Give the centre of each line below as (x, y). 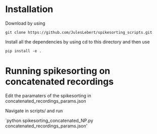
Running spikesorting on (58, 71)
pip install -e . (23, 51)
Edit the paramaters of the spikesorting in (48, 95)
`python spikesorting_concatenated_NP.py (49, 120)
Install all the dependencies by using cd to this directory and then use (77, 42)
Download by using (25, 23)
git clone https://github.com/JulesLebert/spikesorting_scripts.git (79, 32)
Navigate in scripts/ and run (34, 111)
